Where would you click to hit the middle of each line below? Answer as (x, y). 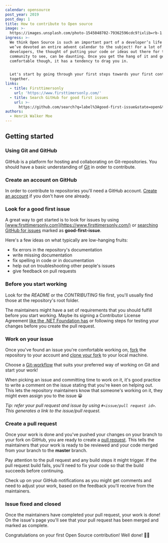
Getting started (29, 136)
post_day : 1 (17, 19)
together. (20, 79)
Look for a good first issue (37, 209)
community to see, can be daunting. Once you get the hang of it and (83, 56)
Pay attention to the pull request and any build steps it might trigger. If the (81, 460)
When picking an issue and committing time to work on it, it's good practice (83, 379)
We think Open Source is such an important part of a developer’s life (86, 42)
